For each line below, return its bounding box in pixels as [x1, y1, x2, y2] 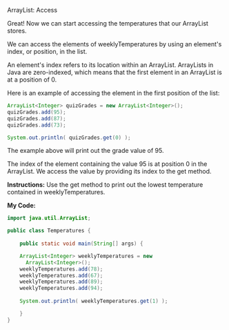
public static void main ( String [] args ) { [19, 240, 143, 247]
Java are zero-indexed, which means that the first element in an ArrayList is [7, 68, 222, 76]
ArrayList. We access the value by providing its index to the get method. [7, 167, 212, 176]
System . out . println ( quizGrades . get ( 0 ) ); [7, 134, 131, 141]
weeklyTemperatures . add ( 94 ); [19, 285, 103, 292]
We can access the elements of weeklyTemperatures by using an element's [7, 40, 222, 48]
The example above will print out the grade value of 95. [7, 147, 164, 155]
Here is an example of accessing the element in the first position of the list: [7, 89, 220, 97]
